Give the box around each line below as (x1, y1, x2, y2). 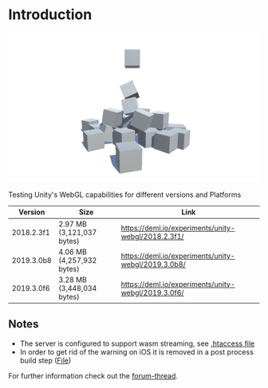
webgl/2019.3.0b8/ (120, 260, 186, 269)
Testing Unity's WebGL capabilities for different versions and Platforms (8, 190, 242, 199)
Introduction (8, 6, 93, 24)
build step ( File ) (19, 355, 72, 365)
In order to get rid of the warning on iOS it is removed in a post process (19, 347, 254, 356)
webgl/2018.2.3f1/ (120, 232, 185, 241)
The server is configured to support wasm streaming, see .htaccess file (19, 339, 255, 348)
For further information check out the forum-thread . (8, 370, 178, 380)
